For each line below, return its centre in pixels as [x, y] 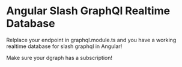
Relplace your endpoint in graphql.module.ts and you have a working [91, 40]
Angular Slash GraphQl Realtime [88, 11]
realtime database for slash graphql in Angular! [64, 46]
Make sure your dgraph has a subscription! [59, 58]
